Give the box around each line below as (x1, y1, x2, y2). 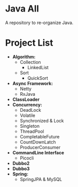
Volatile (19, 112, 35, 118)
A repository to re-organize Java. (5, 20, 73, 26)
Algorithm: (12, 54, 36, 60)
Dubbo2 (12, 160, 30, 166)
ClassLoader (12, 96, 40, 102)
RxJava (19, 91, 35, 97)
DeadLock (19, 107, 41, 113)
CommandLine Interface (12, 149, 64, 155)
